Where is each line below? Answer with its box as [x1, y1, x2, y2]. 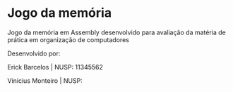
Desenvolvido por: [7, 49, 61, 58]
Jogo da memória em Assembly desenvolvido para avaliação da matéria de [7, 28, 226, 37]
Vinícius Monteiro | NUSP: [7, 76, 83, 85]
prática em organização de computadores [7, 35, 129, 44]
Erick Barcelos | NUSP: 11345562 [7, 63, 104, 71]
